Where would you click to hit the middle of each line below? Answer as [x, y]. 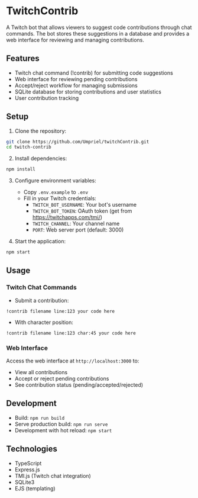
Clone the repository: [40, 131]
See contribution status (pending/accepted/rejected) [79, 385]
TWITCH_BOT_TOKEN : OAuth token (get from [82, 211]
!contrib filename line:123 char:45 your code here [71, 333]
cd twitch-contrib [29, 147]
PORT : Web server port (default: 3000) [78, 230]
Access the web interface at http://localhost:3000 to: [73, 361]
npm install [21, 169]
